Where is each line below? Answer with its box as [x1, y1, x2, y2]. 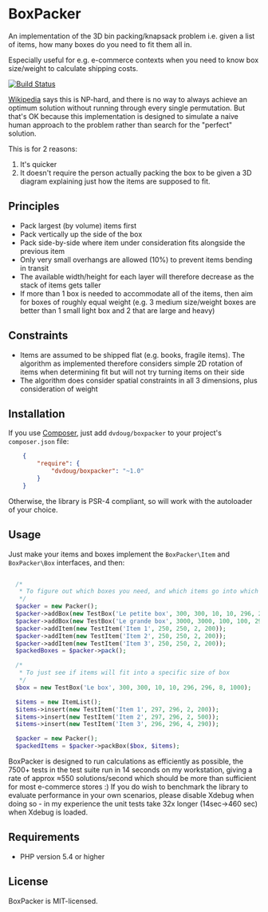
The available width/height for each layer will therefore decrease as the [19, 272, 254, 281]
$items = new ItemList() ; [15, 698, 102, 706]
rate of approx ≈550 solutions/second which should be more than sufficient [8, 774, 257, 783]
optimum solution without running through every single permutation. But [8, 103, 246, 113]
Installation [8, 406, 65, 420]
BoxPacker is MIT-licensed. [8, 896, 98, 906]
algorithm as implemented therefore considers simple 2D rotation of [19, 359, 243, 368]
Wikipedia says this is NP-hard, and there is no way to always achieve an [8, 94, 247, 104]
